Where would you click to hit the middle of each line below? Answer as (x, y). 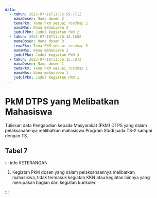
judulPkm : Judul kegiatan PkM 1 (46, 77)
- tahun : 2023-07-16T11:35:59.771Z (45, 14)
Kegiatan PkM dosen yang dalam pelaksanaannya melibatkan (73, 172)
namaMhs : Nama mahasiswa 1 (41, 73)
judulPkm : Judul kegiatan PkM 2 (46, 32)
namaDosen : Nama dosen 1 (39, 64)
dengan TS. (17, 135)
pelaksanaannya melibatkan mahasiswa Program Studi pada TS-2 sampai (78, 130)
